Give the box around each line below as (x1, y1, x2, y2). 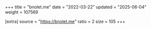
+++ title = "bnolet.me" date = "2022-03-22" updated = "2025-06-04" (5, 4, 147, 10)
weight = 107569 (5, 9, 39, 15)
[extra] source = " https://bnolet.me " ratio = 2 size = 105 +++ (5, 19, 126, 24)
